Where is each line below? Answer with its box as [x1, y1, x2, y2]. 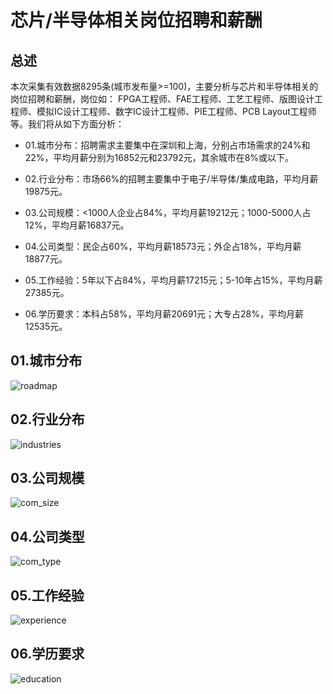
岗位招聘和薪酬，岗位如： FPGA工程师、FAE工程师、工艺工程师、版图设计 [10, 93, 315, 105]
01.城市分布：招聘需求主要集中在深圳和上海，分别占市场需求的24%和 [24, 139, 311, 151]
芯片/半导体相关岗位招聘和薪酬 [10, 9, 263, 32]
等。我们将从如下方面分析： [10, 118, 125, 130]
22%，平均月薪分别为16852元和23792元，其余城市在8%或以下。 [24, 152, 295, 163]
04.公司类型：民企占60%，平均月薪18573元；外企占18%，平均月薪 [24, 241, 302, 252]
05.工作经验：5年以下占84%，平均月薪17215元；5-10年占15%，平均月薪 [24, 274, 323, 286]
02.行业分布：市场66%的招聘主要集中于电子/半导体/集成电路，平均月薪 [24, 173, 319, 185]
